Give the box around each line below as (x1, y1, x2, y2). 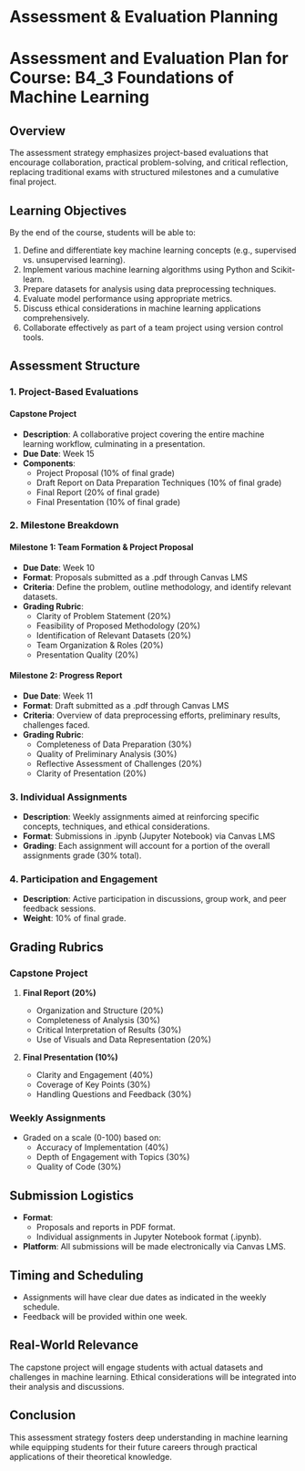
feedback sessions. (22, 903, 97, 914)
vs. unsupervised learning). (22, 254, 126, 265)
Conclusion (9, 1407, 76, 1424)
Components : (22, 458, 76, 469)
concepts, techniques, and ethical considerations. (22, 821, 210, 832)
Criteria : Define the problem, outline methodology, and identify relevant (22, 581, 291, 592)
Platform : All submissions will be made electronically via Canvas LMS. (22, 1241, 287, 1252)
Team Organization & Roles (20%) (36, 639, 164, 650)
